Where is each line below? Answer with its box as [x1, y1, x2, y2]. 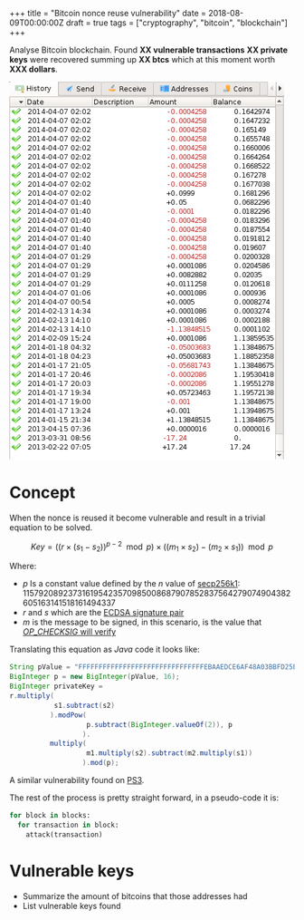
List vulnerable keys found [22, 900, 121, 911]
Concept [9, 482, 76, 503]
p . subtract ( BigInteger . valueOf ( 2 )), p [86, 720, 233, 729]
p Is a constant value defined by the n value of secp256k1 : [22, 578, 241, 589]
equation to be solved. [9, 521, 93, 533]
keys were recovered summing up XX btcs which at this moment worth [9, 54, 276, 64]
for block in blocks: [9, 811, 91, 820]
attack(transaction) [25, 829, 103, 839]
